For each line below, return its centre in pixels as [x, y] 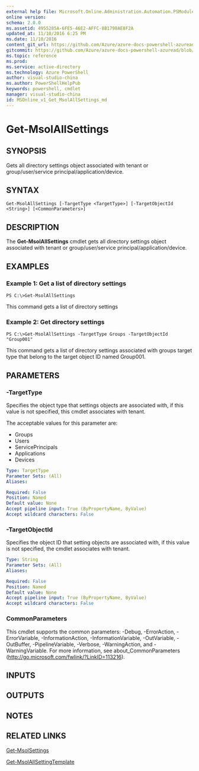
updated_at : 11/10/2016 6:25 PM [46, 34]
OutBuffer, [19, 644]
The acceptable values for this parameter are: [62, 423]
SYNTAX [23, 190]
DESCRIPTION [33, 227]
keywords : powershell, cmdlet [44, 89]
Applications [30, 453]
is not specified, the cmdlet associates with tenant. [68, 549]
